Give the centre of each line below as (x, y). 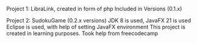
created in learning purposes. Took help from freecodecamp (82, 33)
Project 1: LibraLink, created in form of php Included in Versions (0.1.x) (94, 9)
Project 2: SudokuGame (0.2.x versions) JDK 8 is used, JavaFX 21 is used (99, 20)
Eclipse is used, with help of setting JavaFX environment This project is (96, 27)
